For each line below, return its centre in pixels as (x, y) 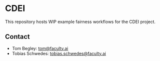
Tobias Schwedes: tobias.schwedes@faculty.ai (59, 53)
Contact (17, 37)
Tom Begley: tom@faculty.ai (40, 48)
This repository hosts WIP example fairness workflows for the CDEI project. (80, 22)
